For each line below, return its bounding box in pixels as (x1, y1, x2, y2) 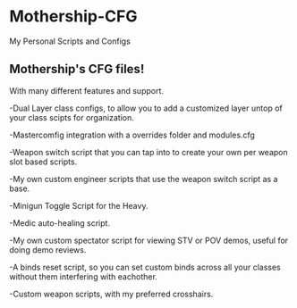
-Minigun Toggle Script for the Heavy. (9, 200, 148, 211)
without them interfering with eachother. (9, 271, 158, 282)
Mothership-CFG (9, 6, 138, 27)
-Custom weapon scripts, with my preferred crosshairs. (9, 288, 214, 299)
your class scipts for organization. (9, 112, 134, 122)
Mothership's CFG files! (9, 62, 145, 77)
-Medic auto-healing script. (9, 217, 110, 229)
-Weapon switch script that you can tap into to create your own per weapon (9, 146, 288, 157)
